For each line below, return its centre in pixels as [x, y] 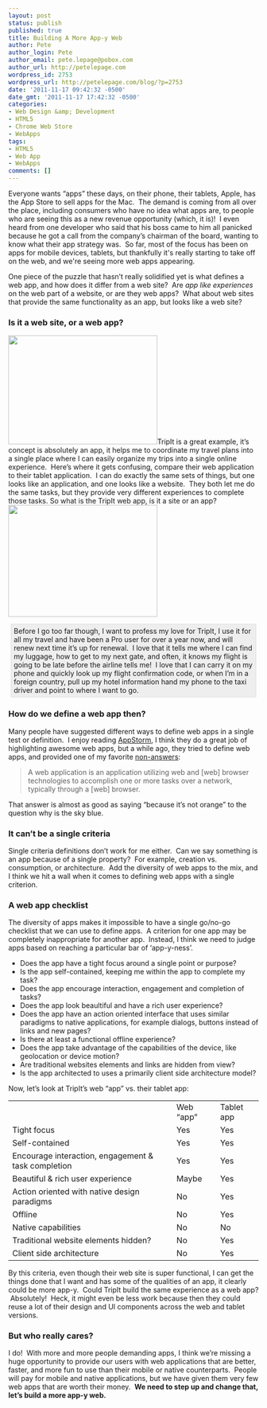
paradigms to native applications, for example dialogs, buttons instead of [139, 1022]
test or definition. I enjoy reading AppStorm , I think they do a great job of [128, 740]
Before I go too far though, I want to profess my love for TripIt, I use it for [133, 631]
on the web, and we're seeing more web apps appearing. [102, 261]
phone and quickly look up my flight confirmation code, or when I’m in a [131, 674]
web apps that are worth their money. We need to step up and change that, [133, 1387]
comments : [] [30, 171]
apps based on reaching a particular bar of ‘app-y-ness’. [101, 948]
